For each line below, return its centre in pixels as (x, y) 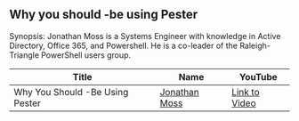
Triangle (24, 55)
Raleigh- (255, 45)
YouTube (258, 77)
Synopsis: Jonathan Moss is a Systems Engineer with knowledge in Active (145, 36)
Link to (245, 92)
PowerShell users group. (86, 55)
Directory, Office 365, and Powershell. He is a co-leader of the (124, 45)
